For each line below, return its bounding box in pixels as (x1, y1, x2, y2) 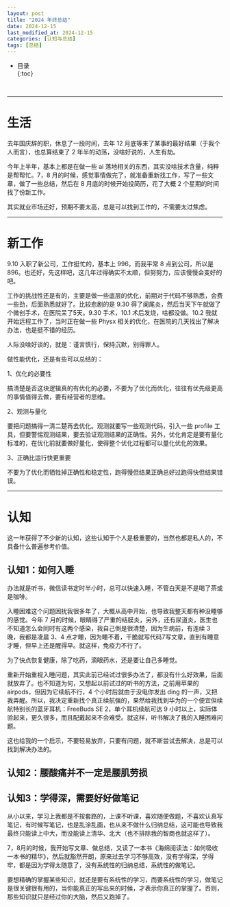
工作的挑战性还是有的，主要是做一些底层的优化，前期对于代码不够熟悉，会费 (7, 291, 223, 299)
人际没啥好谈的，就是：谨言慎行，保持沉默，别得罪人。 (7, 340, 163, 349)
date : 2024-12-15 (7, 23, 57, 30)
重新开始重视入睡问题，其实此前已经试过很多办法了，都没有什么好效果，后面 (7, 670, 223, 679)
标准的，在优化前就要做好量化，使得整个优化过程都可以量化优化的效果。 (7, 438, 211, 447)
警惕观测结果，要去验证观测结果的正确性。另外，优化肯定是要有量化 (30, 430, 223, 438)
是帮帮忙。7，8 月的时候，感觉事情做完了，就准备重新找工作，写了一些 (7, 171, 208, 179)
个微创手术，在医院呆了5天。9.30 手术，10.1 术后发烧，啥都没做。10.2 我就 (7, 308, 218, 316)
